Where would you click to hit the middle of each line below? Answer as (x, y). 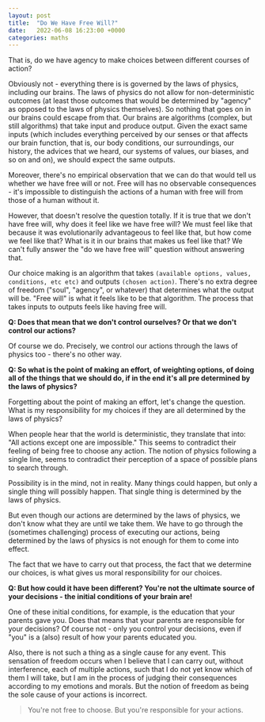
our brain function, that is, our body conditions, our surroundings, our (121, 143)
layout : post (30, 15)
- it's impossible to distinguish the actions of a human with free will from (126, 192)
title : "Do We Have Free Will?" (63, 23)
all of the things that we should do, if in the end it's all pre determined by (129, 378)
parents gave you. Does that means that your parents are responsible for (127, 621)
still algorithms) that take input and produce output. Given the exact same (128, 126)
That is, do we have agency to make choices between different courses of (129, 60)
